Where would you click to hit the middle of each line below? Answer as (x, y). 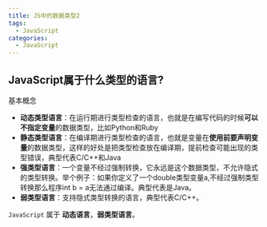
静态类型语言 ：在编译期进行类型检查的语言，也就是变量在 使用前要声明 (135, 137)
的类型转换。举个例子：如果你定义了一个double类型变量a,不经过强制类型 (139, 177)
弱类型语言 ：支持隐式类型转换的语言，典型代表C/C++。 (112, 197)
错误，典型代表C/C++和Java (74, 157)
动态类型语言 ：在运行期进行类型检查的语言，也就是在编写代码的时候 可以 (139, 117)
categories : (28, 38)
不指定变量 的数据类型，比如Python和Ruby (89, 127)
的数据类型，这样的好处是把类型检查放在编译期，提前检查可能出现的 (139, 147)
